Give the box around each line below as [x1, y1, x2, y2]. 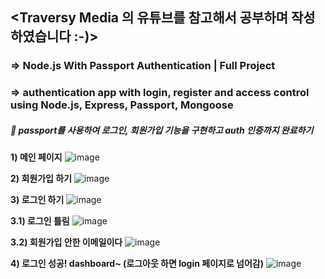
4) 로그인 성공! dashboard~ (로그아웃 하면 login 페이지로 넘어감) [10, 258, 265, 270]
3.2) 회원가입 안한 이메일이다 [10, 236, 123, 248]
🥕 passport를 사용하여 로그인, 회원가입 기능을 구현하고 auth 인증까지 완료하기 [10, 124, 314, 136]
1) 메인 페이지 [10, 151, 63, 163]
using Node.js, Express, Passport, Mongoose [10, 98, 234, 112]
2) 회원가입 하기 [10, 173, 73, 185]
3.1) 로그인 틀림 [10, 215, 70, 227]
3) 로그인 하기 [10, 194, 65, 206]
